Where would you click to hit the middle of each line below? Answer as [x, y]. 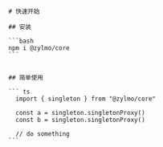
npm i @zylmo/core [39, 48]
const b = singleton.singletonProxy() [81, 120]
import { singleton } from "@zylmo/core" [86, 99]
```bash [21, 41]
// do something [43, 134]
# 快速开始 [24, 11]
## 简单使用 [26, 78]
